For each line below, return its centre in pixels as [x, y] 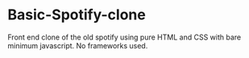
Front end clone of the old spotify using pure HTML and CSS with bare [124, 37]
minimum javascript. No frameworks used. [78, 45]
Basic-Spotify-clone [77, 15]
